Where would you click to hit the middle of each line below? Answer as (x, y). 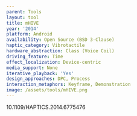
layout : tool (23, 17)
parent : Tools (24, 12)
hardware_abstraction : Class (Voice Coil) (60, 51)
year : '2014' (23, 29)
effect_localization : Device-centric (54, 62)
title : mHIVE (23, 23)
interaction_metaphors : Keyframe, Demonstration (68, 85)
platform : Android (29, 34)
